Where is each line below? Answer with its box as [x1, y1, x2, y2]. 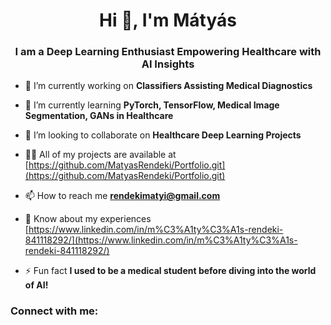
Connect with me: [10, 304, 99, 318]
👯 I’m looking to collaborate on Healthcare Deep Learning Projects [24, 129, 302, 141]
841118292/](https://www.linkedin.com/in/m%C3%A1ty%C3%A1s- [24, 234, 298, 246]
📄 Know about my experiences [24, 213, 152, 225]
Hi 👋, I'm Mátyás [99, 9, 237, 32]
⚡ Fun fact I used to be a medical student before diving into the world [24, 265, 317, 277]
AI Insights [141, 57, 195, 71]
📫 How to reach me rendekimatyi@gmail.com [24, 190, 221, 202]
